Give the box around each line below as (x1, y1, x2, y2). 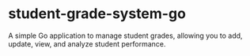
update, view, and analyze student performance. (8, 39, 166, 48)
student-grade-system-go (8, 5, 186, 23)
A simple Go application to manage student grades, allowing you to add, (8, 31, 243, 40)
